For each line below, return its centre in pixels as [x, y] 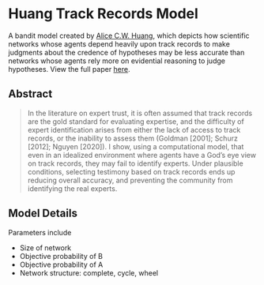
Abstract [30, 94]
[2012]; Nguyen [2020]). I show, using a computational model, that [136, 146]
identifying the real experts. [72, 188]
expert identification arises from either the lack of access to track [134, 129]
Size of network [45, 247]
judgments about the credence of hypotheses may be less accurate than [126, 52]
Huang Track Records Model [104, 14]
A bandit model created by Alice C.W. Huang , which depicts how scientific [129, 36]
